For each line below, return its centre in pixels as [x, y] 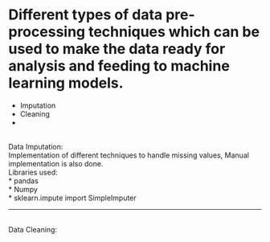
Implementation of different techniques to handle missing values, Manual [129, 155]
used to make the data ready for [117, 49]
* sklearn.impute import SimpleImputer [72, 198]
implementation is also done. [56, 163]
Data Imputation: [36, 146]
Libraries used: [33, 172]
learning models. [66, 83]
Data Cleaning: [33, 229]
